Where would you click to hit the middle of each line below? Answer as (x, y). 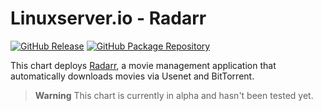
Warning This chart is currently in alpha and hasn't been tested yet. (174, 95)
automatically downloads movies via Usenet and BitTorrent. (132, 76)
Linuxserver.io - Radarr (108, 18)
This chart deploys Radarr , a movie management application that (143, 65)
